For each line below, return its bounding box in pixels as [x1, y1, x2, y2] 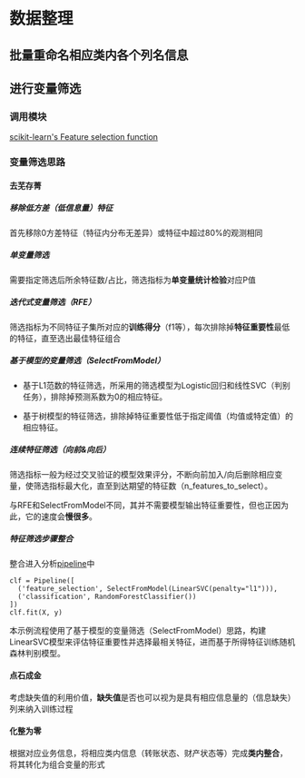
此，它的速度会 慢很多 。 [9, 510, 97, 522]
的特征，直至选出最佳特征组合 [9, 332, 121, 343]
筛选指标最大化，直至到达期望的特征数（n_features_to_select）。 [33, 480, 273, 491]
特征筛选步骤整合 [9, 533, 74, 545]
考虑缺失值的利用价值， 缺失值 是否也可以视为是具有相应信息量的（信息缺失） [9, 692, 296, 703]
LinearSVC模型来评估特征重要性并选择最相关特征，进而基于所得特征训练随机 [9, 636, 296, 647]
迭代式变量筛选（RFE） [9, 297, 96, 308]
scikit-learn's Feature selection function [9, 132, 159, 143]
